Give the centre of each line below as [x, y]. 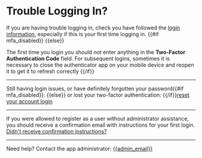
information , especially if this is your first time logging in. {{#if [83, 34]
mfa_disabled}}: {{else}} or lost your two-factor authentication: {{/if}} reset [98, 95]
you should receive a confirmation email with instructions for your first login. [101, 125]
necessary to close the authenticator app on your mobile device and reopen [100, 65]
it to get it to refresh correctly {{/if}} [50, 71]
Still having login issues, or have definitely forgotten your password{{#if [95, 88]
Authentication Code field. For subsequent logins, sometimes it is [88, 58]
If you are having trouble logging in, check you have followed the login [93, 28]
